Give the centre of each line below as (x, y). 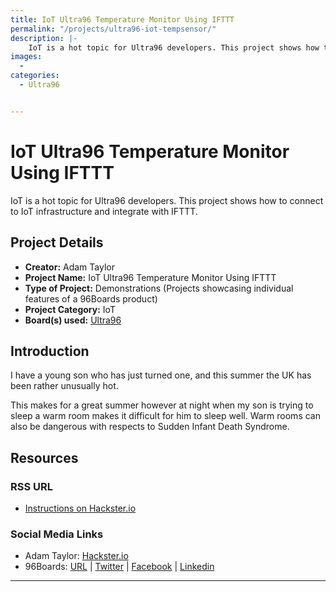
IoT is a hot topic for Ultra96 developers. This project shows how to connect (167, 200)
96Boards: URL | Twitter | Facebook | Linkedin (119, 567)
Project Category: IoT (70, 309)
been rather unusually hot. (64, 386)
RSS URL (32, 486)
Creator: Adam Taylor (69, 267)
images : (26, 57)
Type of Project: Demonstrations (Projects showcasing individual (159, 288)
